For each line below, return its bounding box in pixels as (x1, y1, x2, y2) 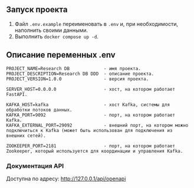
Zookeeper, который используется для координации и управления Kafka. (6, 148, 183, 154)
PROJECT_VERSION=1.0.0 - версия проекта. (6, 76, 149, 82)
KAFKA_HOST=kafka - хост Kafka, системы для (6, 101, 170, 108)
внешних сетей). (6, 133, 46, 138)
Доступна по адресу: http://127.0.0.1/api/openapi (6, 175, 126, 182)
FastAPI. (6, 91, 28, 97)
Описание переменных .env (6, 50, 116, 60)
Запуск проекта (6, 5, 68, 15)
